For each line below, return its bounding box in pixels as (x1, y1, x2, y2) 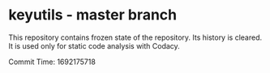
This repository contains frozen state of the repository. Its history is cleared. (8, 32, 262, 42)
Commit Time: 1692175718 (8, 57, 96, 67)
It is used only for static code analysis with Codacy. (8, 41, 180, 50)
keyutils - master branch (8, 6, 177, 24)
